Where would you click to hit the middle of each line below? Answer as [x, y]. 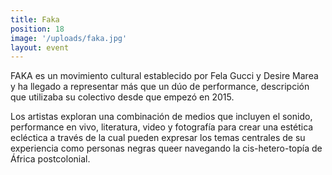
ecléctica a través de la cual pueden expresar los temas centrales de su [158, 138]
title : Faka [35, 19]
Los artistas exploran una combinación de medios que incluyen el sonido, [161, 117]
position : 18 [37, 29]
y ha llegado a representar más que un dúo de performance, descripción [160, 87]
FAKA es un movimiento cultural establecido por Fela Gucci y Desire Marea [164, 76]
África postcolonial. [50, 159]
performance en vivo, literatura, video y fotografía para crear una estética [162, 127]
